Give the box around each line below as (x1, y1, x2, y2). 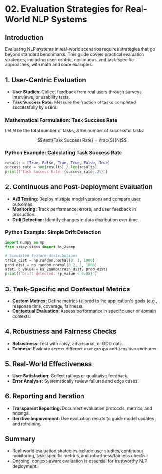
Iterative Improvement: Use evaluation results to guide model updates (12, 415, 155, 421)
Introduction (5, 33, 44, 41)
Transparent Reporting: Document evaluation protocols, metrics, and (12, 405, 152, 411)
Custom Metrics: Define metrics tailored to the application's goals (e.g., (12, 298, 158, 304)
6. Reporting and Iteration (5, 392, 84, 401)
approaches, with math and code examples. (5, 62, 93, 67)
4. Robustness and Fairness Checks (5, 328, 117, 336)
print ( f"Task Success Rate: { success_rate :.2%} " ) (5, 169, 108, 174)
